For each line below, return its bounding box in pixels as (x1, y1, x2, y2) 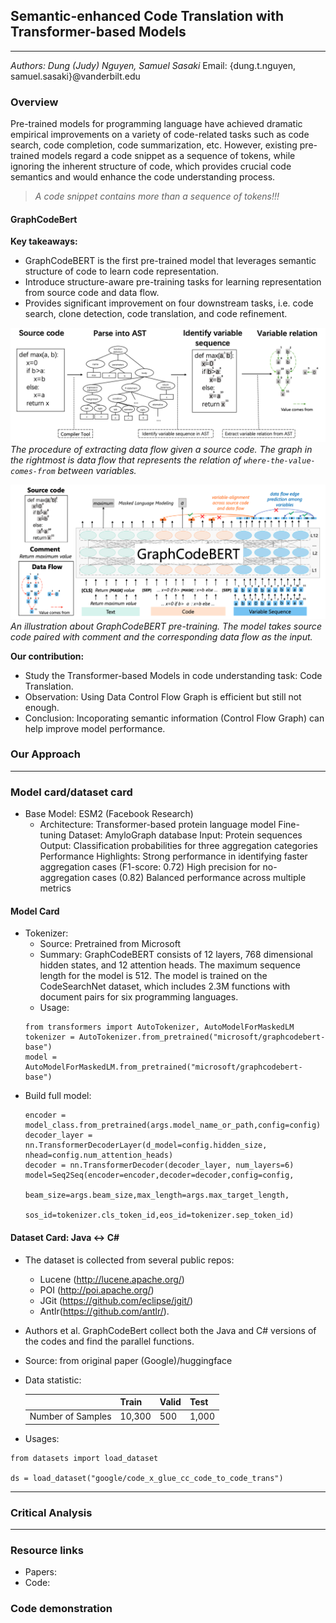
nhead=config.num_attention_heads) (24, 1150, 174, 1161)
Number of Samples (29, 1410, 112, 1423)
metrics (39, 882, 72, 894)
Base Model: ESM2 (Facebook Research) (24, 808, 194, 820)
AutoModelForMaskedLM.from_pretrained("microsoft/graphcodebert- (24, 1062, 303, 1073)
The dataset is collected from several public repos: (24, 1254, 235, 1266)
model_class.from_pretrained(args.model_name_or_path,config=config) (24, 1120, 322, 1131)
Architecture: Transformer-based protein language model (39, 819, 277, 831)
